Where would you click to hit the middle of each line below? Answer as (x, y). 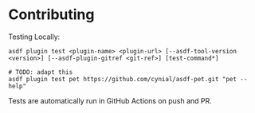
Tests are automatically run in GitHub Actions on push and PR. (110, 100)
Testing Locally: (34, 37)
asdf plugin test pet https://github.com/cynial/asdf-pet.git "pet (123, 79)
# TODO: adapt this (41, 72)
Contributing (51, 15)
